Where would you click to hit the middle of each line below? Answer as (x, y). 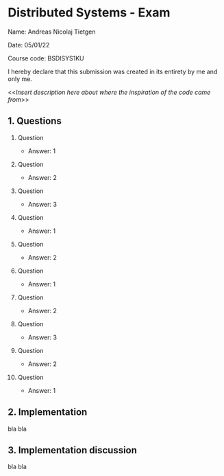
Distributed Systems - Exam (89, 13)
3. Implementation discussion (73, 450)
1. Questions (35, 121)
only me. (20, 79)
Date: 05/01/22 (29, 45)
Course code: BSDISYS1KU (46, 58)
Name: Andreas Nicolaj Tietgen (52, 32)
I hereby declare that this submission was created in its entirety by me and (113, 71)
